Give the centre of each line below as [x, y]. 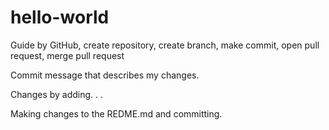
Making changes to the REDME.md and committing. [116, 113]
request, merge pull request [67, 55]
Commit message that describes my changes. [105, 75]
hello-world [60, 17]
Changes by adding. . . [57, 94]
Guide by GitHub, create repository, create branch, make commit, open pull [165, 45]
